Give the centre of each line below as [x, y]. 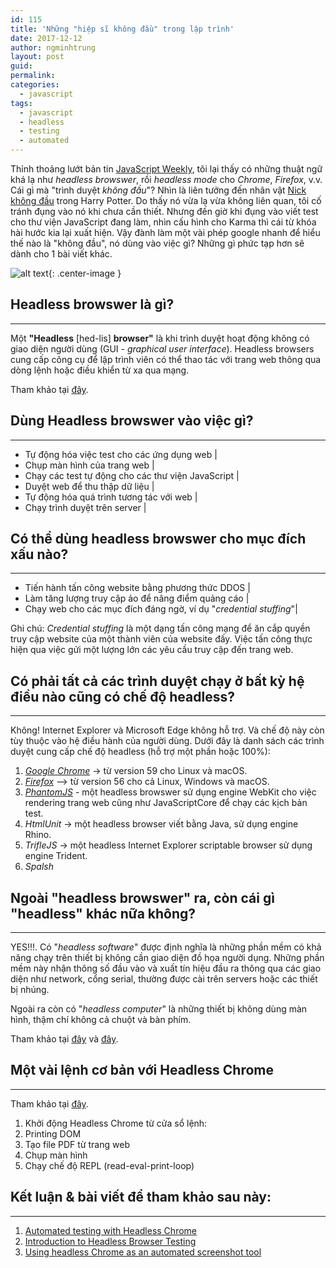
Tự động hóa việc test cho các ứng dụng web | [121, 454]
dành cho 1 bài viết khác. [61, 254]
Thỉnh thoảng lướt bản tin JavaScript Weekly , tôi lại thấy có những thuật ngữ [166, 169]
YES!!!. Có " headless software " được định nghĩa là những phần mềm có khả [166, 947]
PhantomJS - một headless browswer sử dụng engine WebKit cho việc [170, 792]
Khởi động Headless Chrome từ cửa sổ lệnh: [116, 1123]
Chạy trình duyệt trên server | [85, 507]
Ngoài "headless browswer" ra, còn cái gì [142, 897]
